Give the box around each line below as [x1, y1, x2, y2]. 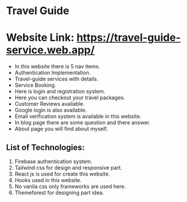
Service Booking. [14, 82, 56, 89]
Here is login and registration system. [14, 88, 106, 95]
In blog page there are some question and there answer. [14, 119, 151, 126]
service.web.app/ [6, 43, 95, 57]
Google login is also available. [14, 107, 87, 114]
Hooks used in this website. [14, 176, 82, 183]
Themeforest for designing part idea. [14, 189, 104, 196]
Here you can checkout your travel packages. [14, 94, 125, 101]
